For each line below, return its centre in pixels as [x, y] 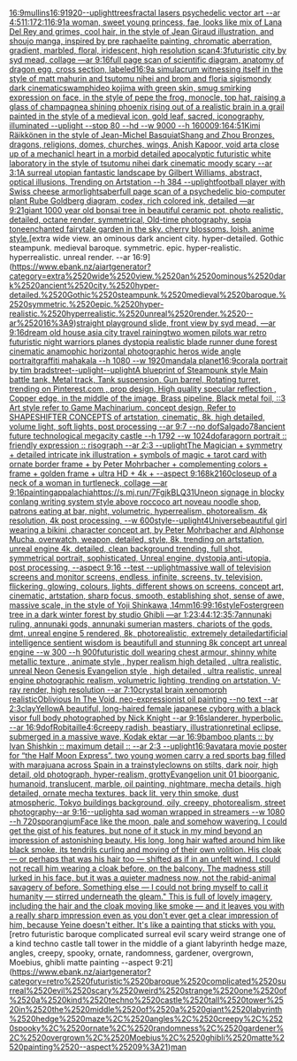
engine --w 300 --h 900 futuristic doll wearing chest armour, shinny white [143, 652]
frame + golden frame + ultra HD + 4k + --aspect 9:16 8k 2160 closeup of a [143, 473]
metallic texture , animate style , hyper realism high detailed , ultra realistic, [145, 661]
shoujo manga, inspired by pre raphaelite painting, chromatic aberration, [141, 41]
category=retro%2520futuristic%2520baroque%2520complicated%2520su [148, 981]
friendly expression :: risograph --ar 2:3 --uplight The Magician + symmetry [146, 445]
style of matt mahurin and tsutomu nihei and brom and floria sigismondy [141, 78]
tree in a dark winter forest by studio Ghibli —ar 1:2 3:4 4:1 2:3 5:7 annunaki [141, 615]
